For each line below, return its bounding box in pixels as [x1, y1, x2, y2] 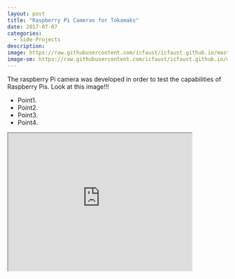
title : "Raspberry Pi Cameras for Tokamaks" [7, 17, 139, 24]
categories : [7, 29, 42, 37]
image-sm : [7, 56, 36, 63]
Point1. [17, 96, 37, 104]
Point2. [17, 103, 38, 112]
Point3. [17, 110, 38, 119]
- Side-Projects [13, 36, 61, 43]
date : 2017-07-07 [7, 23, 58, 30]
